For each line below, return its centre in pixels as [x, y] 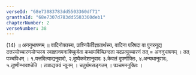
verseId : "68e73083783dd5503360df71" [53, 12]
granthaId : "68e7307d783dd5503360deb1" [56, 17]
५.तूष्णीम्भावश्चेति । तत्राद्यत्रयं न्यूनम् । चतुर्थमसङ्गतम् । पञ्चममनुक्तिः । [74, 65]
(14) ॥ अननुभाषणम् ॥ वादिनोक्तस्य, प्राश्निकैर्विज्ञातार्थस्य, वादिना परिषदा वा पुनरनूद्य [84, 45]
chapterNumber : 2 [28, 23]
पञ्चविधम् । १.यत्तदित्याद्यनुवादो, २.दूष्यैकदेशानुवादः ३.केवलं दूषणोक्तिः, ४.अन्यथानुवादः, [87, 59]
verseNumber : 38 [26, 28]
